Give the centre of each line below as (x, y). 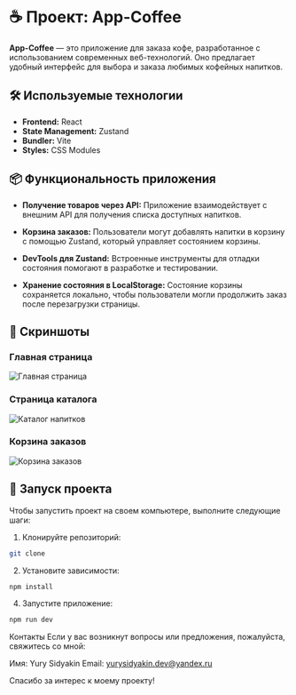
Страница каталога (53, 399)
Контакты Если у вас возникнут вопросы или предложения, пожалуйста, (147, 637)
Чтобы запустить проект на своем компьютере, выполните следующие (145, 510)
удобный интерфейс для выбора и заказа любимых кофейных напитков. (146, 67)
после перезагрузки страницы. (81, 304)
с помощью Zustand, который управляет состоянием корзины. (141, 241)
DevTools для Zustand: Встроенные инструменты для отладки (140, 258)
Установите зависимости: (70, 571)
